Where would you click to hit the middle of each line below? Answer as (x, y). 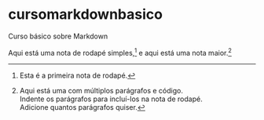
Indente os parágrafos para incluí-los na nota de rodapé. (111, 99)
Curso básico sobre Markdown (58, 36)
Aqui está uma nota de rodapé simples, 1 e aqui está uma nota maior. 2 (120, 52)
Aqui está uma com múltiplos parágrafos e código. (101, 90)
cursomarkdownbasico (86, 15)
